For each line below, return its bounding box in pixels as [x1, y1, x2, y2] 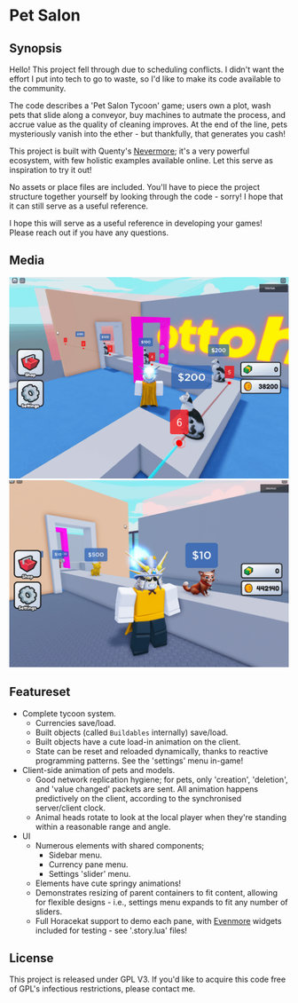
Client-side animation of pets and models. [21, 764, 176, 775]
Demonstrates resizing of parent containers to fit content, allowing [35, 887, 278, 897]
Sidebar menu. [48, 849, 103, 860]
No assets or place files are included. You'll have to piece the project [9, 182, 260, 192]
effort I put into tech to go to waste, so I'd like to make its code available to [9, 74, 281, 84]
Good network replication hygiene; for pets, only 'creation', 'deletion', [35, 774, 288, 785]
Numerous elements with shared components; [35, 840, 205, 850]
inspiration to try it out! [9, 165, 92, 175]
